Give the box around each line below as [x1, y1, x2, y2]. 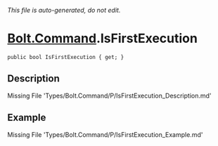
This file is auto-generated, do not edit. [7, 6, 121, 14]
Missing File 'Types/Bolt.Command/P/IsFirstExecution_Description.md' [7, 91, 212, 100]
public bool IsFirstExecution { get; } [7, 53, 124, 60]
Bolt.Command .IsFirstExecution [7, 31, 198, 46]
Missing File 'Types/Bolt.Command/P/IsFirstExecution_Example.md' [7, 130, 203, 139]
